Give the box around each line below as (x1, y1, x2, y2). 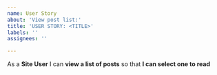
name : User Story (7, 10, 57, 17)
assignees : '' (7, 35, 48, 42)
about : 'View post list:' (7, 16, 81, 23)
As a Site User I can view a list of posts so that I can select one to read (7, 60, 211, 68)
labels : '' (7, 29, 39, 36)
